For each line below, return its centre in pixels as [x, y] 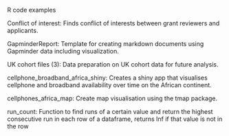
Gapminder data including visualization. [63, 51]
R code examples [32, 10]
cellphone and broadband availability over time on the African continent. [109, 85]
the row [18, 126]
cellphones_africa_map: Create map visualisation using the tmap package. [112, 98]
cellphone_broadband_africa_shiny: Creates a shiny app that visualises [107, 78]
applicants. [23, 31]
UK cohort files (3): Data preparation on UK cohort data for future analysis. [113, 64]
